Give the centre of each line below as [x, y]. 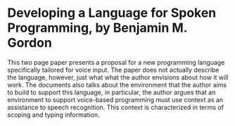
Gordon [30, 43]
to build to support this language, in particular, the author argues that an [112, 92]
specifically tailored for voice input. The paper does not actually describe [113, 70]
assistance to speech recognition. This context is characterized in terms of [115, 107]
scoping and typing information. [53, 115]
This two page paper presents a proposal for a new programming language [116, 62]
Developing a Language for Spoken [112, 13]
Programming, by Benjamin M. [97, 28]
